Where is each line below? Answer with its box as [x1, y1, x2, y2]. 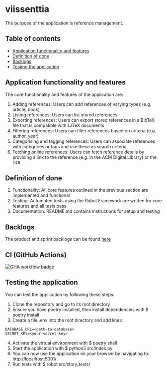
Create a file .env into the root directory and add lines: [12, 317, 123, 323]
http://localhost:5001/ [12, 356, 57, 362]
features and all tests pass [12, 203, 67, 209]
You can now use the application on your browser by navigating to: [12, 351, 150, 357]
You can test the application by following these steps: [5, 291, 115, 298]
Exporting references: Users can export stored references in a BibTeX [12, 117, 155, 123]
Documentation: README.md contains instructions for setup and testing [12, 208, 160, 214]
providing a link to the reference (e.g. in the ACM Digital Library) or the [12, 154, 157, 160]
